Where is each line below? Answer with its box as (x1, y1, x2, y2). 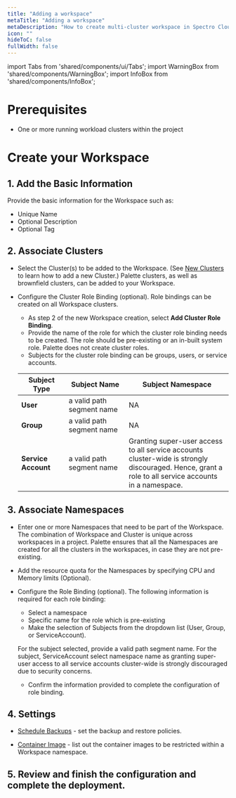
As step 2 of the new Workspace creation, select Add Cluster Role (27, 314, 221, 322)
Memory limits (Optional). (17, 574, 91, 582)
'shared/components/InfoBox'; (7, 77, 96, 85)
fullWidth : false (7, 43, 58, 50)
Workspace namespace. (17, 748, 88, 757)
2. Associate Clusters (7, 245, 103, 257)
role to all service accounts (129, 471, 218, 481)
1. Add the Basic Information (7, 177, 133, 190)
